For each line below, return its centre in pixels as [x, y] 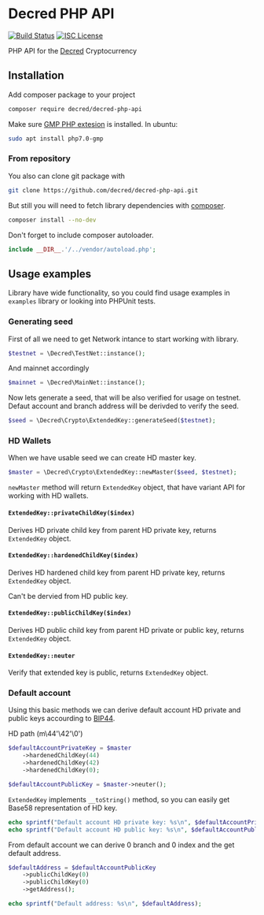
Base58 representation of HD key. [63, 808]
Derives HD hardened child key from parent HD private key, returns [117, 572]
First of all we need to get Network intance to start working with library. [123, 339]
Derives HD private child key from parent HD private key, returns [112, 530]
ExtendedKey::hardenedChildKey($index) [73, 556]
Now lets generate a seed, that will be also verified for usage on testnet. [125, 398]
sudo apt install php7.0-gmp [56, 139]
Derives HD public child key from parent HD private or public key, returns [126, 630]
